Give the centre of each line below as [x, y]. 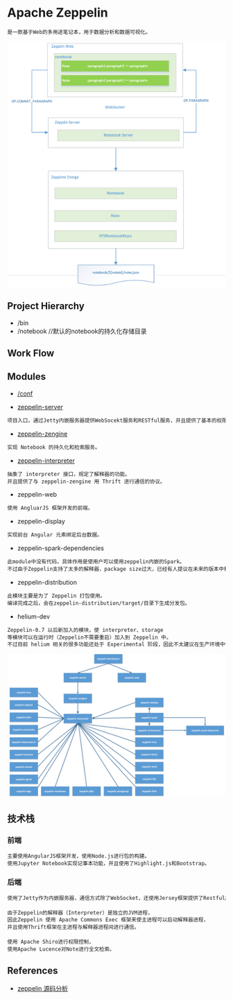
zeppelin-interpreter [46, 460]
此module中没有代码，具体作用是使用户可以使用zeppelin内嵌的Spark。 [96, 562]
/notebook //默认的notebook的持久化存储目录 [82, 331]
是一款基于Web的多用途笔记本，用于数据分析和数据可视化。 [79, 32]
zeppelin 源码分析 [42, 988]
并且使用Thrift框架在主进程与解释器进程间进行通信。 [74, 927]
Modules [27, 377]
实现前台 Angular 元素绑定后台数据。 [55, 535]
